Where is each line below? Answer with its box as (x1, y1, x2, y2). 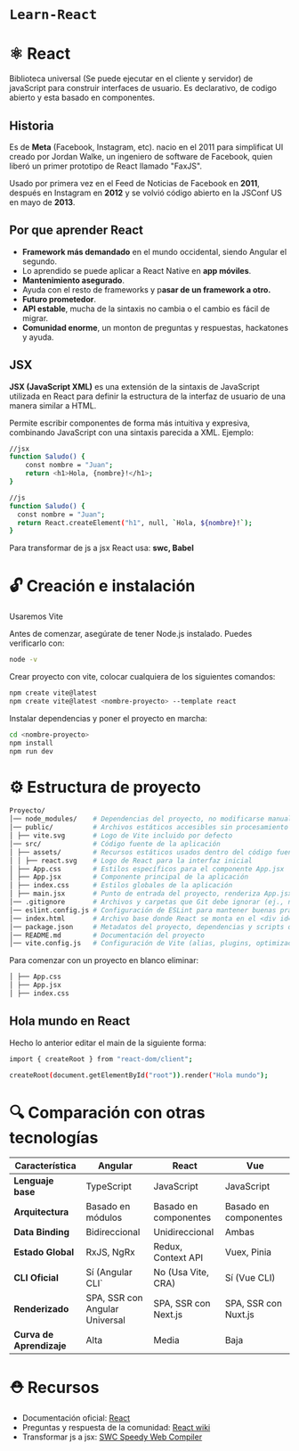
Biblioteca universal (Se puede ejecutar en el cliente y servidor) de (9, 73, 254, 84)
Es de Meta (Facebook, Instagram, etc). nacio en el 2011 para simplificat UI (9, 141, 284, 153)
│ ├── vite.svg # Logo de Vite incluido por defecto (9, 831, 233, 840)
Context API (153, 1251, 204, 1264)
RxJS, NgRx (85, 1246, 135, 1258)
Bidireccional (85, 1226, 141, 1239)
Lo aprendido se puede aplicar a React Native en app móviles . (21, 265, 252, 276)
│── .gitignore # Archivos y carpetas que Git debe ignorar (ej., (9, 898, 285, 907)
